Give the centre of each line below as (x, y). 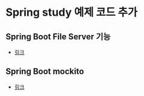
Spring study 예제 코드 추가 (72, 12)
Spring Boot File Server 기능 (58, 37)
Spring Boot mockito (45, 72)
